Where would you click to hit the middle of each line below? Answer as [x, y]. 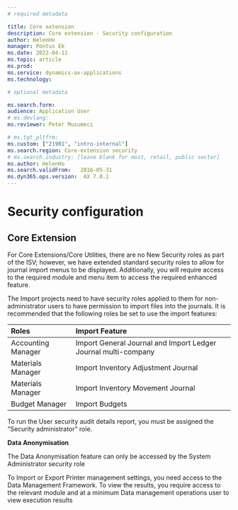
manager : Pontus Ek [36, 47]
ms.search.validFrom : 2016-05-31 [60, 170]
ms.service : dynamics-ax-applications [64, 73]
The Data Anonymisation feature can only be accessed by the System [109, 456]
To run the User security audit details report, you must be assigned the [110, 421]
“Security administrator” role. [50, 429]
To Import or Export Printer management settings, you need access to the [115, 477]
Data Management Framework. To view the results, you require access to [114, 485]
